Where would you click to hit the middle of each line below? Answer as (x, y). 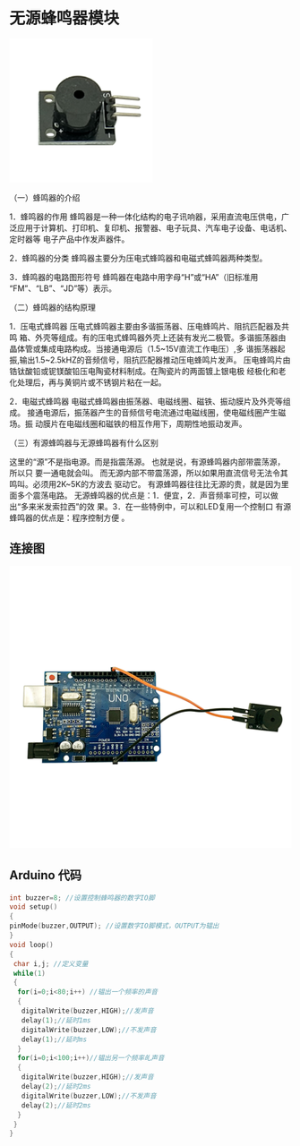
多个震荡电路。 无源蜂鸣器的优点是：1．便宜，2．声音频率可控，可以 (144, 495)
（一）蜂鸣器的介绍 (45, 197)
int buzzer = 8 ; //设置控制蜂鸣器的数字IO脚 (82, 898)
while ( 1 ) (30, 973)
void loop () (31, 945)
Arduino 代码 (46, 875)
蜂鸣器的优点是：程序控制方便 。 (69, 517)
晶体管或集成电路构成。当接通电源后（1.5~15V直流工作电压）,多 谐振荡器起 (147, 348)
